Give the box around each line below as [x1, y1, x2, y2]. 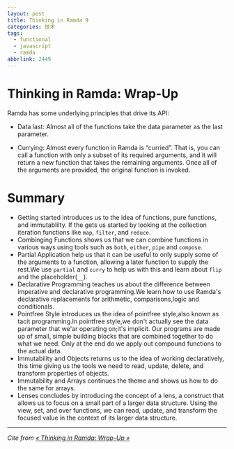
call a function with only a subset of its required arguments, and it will [17, 151, 217, 159]
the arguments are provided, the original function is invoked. [17, 165, 191, 174]
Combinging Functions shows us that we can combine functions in [17, 235, 209, 244]
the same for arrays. [17, 383, 76, 392]
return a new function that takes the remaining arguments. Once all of [17, 158, 217, 166]
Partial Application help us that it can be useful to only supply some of [17, 250, 219, 258]
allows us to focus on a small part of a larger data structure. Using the [17, 399, 218, 407]
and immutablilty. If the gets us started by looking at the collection [17, 221, 208, 229]
